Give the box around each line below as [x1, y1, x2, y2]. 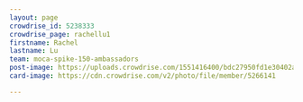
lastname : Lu [9, 47, 59, 55]
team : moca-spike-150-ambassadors [9, 55, 140, 64]
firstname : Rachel [9, 38, 78, 47]
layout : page [9, 13, 59, 22]
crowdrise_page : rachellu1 [9, 30, 111, 38]
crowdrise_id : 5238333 [9, 21, 95, 30]
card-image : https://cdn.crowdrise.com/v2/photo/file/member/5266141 [9, 72, 277, 81]
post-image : [9, 64, 54, 72]
